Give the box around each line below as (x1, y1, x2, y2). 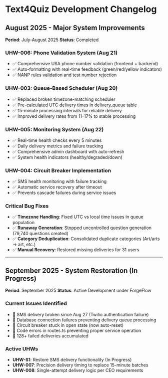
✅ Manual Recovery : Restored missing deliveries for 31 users (12, 247, 139, 253)
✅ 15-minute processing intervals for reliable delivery (12, 107, 122, 113)
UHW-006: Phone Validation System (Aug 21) (5, 49, 118, 56)
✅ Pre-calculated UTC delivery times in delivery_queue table (12, 102, 137, 108)
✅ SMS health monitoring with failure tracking (12, 178, 107, 184)
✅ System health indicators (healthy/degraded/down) (12, 154, 122, 160)
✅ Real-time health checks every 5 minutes (12, 137, 102, 143)
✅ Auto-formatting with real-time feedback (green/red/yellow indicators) (12, 66, 162, 72)
